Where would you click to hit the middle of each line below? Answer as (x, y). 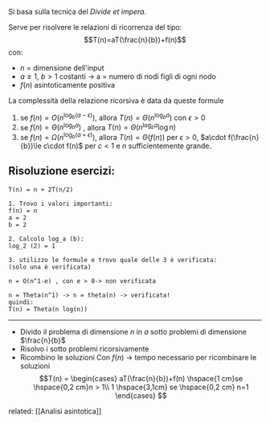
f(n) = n (23, 211)
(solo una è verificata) (50, 267)
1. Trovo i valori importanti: (61, 203)
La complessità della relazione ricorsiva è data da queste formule (116, 101)
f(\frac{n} (243, 137)
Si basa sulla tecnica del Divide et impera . (78, 12)
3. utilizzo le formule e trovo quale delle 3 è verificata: (113, 260)
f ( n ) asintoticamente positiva (67, 85)
